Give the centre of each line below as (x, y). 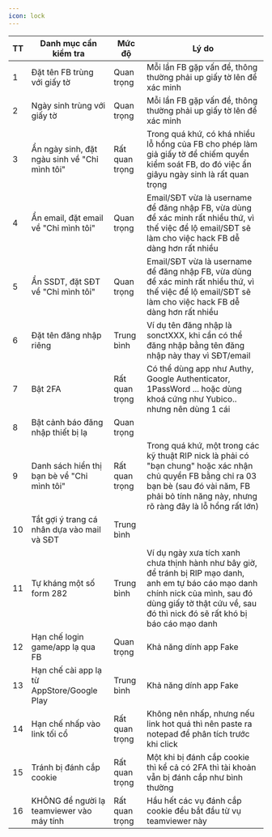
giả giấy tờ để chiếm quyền (198, 154)
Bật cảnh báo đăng (67, 422)
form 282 (49, 593)
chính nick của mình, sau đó (200, 593)
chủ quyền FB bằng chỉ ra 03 (202, 476)
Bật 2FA (46, 389)
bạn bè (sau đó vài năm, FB (199, 486)
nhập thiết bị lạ (59, 432)
